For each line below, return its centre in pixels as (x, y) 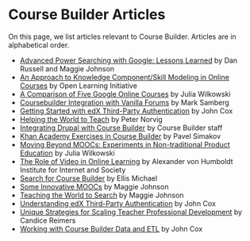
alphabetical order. (39, 44)
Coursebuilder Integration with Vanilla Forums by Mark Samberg (125, 102)
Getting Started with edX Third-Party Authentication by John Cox (126, 111)
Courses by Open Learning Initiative (78, 86)
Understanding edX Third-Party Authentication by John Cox (118, 203)
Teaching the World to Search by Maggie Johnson (102, 195)
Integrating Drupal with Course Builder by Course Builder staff (121, 128)
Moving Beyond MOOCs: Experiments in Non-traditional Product (125, 144)
